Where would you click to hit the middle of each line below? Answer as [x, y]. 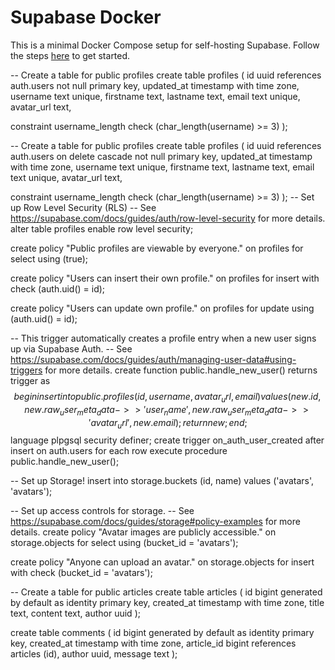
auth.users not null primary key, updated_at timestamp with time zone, [155, 85]
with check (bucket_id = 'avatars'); [81, 573]
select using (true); [49, 258]
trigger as [30, 380]
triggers [26, 370]
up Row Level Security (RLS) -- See [83, 207]
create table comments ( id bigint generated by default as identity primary [162, 633]
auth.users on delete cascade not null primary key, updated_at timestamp [161, 156]
